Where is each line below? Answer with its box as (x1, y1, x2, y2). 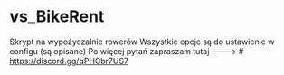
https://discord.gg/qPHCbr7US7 (9, 55, 129, 66)
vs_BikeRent (9, 6, 105, 27)
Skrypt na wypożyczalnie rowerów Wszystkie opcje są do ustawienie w (9, 36, 275, 47)
